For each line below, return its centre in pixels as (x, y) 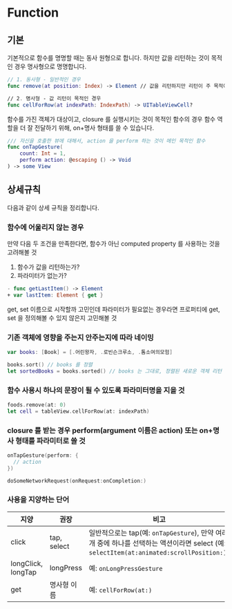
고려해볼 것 (22, 252)
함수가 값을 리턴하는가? (48, 267)
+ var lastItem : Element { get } (55, 295)
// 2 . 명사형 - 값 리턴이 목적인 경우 (54, 98)
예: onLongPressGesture (126, 568)
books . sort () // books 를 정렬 (50, 364)
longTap (23, 572)
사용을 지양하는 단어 (38, 500)
